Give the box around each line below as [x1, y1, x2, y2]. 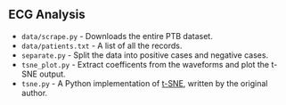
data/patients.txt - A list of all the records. [20, 40, 183, 51]
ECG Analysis [8, 7, 86, 22]
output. [38, 69, 66, 79]
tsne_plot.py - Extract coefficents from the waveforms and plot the [20, 59, 269, 69]
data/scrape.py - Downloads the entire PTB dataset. [20, 30, 213, 41]
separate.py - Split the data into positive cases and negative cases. [20, 49, 269, 61]
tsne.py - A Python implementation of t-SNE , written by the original [20, 77, 268, 88]
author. [20, 87, 48, 98]
